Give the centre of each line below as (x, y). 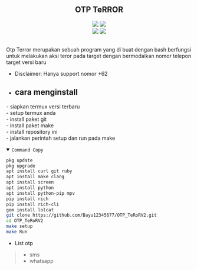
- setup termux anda (31, 112)
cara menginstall (46, 92)
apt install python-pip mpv (41, 193)
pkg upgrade (21, 166)
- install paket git (27, 119)
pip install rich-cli (33, 204)
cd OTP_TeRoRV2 (25, 221)
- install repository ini (32, 131)
